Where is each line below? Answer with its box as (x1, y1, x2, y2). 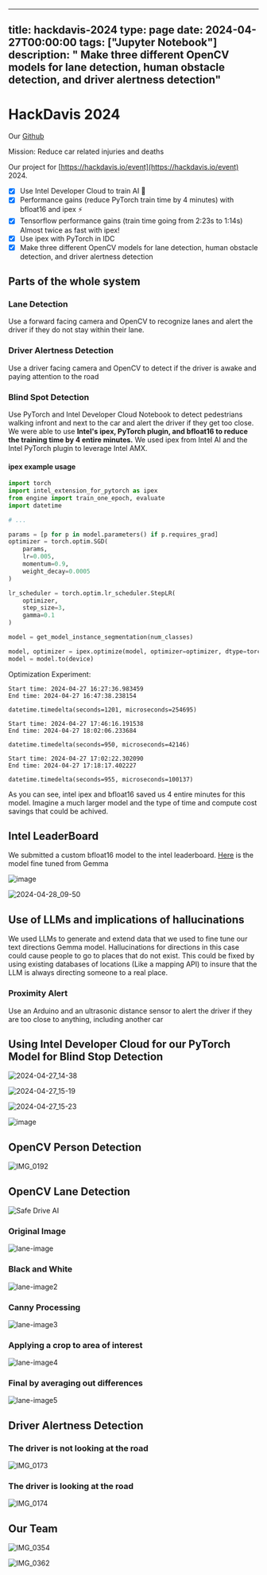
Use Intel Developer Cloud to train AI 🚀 (19, 186, 146, 196)
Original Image (8, 1225, 66, 1236)
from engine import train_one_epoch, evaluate (8, 494, 165, 502)
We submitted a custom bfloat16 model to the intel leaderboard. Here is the (8, 850, 254, 860)
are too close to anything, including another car (8, 1014, 164, 1024)
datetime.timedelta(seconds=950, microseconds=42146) (8, 740, 191, 749)
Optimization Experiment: (8, 669, 91, 679)
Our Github (8, 131, 44, 141)
